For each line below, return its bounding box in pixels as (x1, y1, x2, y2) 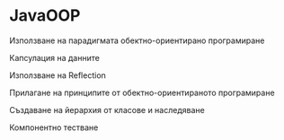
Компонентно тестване (9, 122, 99, 133)
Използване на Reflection (9, 69, 106, 81)
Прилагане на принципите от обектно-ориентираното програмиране (9, 87, 276, 98)
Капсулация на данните (9, 52, 101, 63)
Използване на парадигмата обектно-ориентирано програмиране (9, 35, 265, 46)
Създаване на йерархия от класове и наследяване (9, 104, 205, 115)
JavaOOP (9, 5, 81, 26)
